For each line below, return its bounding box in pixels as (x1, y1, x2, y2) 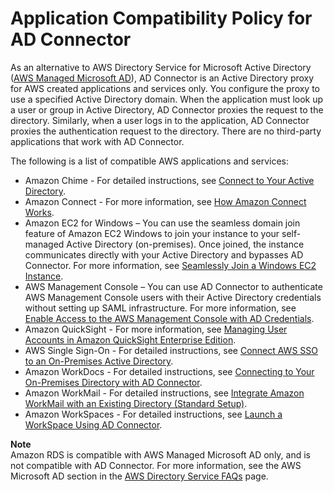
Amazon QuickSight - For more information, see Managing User (24, 323, 288, 335)
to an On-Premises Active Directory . (24, 355, 174, 367)
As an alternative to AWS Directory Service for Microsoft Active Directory (10, 61, 312, 73)
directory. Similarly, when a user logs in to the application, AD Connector (10, 114, 310, 126)
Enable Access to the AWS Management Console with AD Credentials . (24, 312, 315, 324)
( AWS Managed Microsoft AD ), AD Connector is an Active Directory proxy (10, 72, 315, 84)
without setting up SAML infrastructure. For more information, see (24, 302, 297, 314)
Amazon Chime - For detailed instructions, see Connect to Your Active (24, 174, 315, 186)
